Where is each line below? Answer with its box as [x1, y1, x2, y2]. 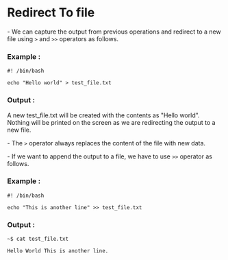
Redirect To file [7, 5, 95, 21]
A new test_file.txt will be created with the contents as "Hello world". [7, 111, 200, 119]
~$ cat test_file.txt [7, 235, 69, 243]
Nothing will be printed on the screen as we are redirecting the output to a [7, 118, 216, 126]
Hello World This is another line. [7, 248, 109, 255]
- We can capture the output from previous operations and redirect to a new [7, 27, 221, 36]
